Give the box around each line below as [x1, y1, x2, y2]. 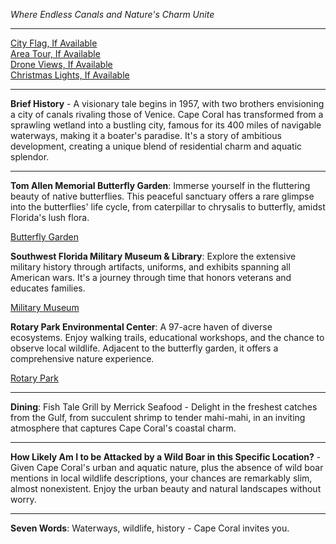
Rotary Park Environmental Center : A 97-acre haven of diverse [10, 321, 273, 333]
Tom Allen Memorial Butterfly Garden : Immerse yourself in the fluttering [10, 180, 311, 191]
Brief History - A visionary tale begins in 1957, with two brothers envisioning [10, 98, 325, 109]
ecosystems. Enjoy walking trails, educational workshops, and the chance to [10, 332, 325, 343]
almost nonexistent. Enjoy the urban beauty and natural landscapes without [10, 483, 322, 494]
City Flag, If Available [10, 37, 98, 49]
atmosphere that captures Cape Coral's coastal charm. [10, 422, 237, 434]
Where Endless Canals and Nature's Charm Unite [10, 9, 215, 20]
